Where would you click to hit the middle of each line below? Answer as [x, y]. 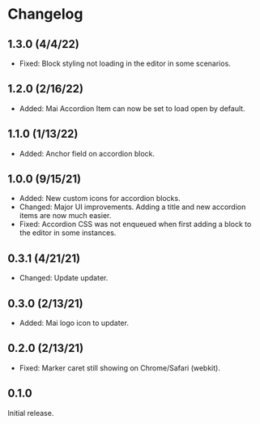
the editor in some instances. [68, 233]
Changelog [45, 14]
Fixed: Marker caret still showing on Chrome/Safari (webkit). [119, 368]
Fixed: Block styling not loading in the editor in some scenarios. [125, 63]
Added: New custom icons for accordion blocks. [100, 199]
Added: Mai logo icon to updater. [74, 323]
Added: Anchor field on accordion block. [87, 153]
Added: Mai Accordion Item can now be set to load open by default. [132, 108]
